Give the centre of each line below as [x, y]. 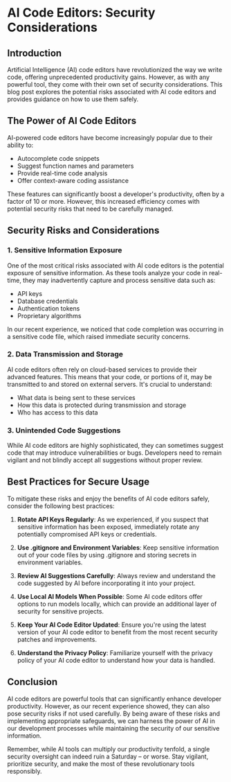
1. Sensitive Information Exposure [65, 250]
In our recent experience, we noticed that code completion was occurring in [115, 329]
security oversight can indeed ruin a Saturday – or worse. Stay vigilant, [108, 756]
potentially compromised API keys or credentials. [87, 534]
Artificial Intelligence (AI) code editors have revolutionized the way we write [115, 70]
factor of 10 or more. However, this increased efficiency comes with [104, 201]
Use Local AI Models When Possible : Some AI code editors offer [110, 596]
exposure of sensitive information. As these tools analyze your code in [107, 272]
